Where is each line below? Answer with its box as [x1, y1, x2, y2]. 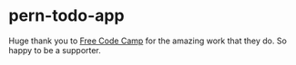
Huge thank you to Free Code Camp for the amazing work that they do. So [8, 35, 288, 46]
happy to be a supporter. [8, 44, 101, 55]
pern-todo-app [8, 5, 125, 26]
